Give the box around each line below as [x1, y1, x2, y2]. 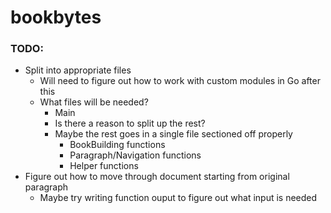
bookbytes [10, 6, 102, 29]
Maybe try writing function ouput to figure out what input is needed [39, 192, 318, 204]
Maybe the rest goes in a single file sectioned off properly [54, 128, 293, 140]
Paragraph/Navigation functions [69, 149, 202, 161]
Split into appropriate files [24, 64, 132, 76]
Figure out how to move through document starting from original [24, 171, 290, 183]
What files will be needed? [39, 96, 149, 108]
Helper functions [69, 160, 139, 172]
